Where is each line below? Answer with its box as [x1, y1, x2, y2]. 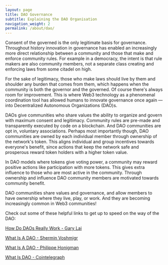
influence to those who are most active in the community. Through [5, 169, 142, 175]
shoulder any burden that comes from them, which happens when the [5, 81, 149, 87]
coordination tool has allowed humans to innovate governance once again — [5, 97, 163, 103]
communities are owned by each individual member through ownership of [5, 133, 157, 139]
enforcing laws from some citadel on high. [5, 66, 92, 72]
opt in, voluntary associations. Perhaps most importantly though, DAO [5, 128, 149, 134]
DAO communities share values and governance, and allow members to [5, 190, 152, 196]
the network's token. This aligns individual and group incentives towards [5, 138, 154, 145]
